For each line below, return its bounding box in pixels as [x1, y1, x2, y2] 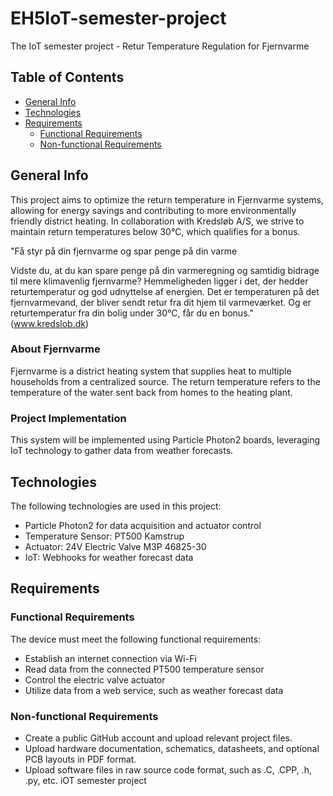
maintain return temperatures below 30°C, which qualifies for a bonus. [10, 225, 301, 237]
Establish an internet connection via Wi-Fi [24, 652, 197, 664]
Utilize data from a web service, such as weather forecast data [24, 684, 284, 696]
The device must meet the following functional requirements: [10, 633, 262, 645]
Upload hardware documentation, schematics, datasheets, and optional [24, 742, 320, 754]
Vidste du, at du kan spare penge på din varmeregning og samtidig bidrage [10, 264, 320, 276]
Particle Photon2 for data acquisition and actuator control [24, 519, 262, 531]
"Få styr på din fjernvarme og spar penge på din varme [10, 245, 238, 257]
